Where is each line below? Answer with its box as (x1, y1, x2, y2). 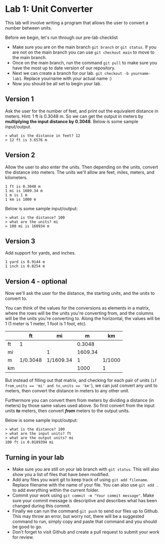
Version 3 (5, 237, 35, 245)
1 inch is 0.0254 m (5, 264, 45, 269)
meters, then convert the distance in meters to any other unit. (5, 388, 130, 394)
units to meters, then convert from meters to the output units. (5, 408, 130, 414)
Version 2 (5, 151, 35, 160)
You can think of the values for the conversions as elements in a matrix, (5, 305, 150, 311)
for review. (12, 534, 34, 540)
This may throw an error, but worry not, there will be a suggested (12, 513, 144, 519)
